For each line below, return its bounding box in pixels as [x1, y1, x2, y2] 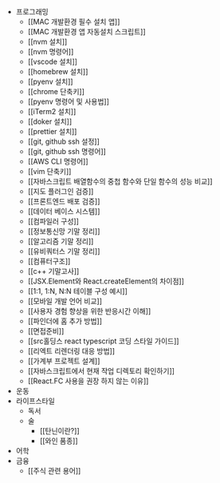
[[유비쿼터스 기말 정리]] [27, 247, 100, 255]
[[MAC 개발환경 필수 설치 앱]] [27, 17, 120, 26]
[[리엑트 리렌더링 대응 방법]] [27, 346, 116, 355]
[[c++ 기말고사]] [27, 267, 80, 275]
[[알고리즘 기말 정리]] [27, 236, 94, 246]
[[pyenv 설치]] [27, 77, 73, 86]
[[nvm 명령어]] [27, 47, 74, 56]
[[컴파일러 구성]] [27, 216, 80, 226]
